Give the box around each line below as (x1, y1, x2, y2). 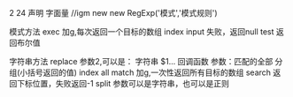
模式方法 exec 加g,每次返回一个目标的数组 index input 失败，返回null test (9, 26, 274, 37)
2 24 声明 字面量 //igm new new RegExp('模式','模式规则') (9, 8, 218, 18)
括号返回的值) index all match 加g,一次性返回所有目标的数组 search (27, 67, 272, 78)
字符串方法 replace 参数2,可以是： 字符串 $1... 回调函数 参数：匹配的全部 (9, 56, 274, 66)
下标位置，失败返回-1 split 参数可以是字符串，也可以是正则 (16, 78, 230, 88)
